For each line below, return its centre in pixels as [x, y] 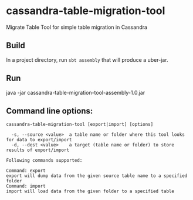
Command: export [26, 171]
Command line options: [50, 111]
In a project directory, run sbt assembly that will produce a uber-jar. [87, 59]
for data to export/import [39, 140]
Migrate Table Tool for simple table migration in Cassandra [77, 27]
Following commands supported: [44, 161]
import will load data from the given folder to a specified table [90, 191]
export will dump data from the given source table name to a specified [97, 176]
